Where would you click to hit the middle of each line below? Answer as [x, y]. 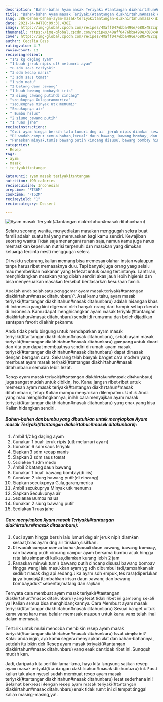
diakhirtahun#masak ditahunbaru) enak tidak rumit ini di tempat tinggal [76, 689]
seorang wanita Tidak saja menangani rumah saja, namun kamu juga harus [80, 241]
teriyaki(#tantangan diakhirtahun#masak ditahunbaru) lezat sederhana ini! [79, 679]
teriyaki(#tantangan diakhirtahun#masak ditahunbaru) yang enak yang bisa [80, 403]
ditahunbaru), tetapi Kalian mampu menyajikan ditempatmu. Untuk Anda [77, 393]
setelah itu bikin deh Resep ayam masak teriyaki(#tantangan [65, 644]
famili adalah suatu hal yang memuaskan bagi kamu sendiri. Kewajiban [76, 236]
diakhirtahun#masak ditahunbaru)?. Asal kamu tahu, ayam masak [71, 296]
